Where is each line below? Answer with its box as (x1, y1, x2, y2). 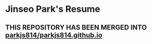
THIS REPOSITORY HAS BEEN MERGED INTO (5, 23, 147, 32)
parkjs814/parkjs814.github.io (5, 31, 103, 39)
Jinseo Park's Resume (5, 3, 101, 15)
